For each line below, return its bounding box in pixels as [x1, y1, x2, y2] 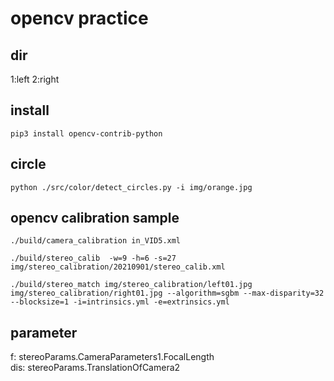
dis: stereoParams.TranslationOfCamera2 [10, 362, 181, 374]
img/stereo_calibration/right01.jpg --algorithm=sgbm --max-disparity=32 [10, 288, 325, 299]
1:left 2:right [10, 73, 60, 85]
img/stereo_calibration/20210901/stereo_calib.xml [10, 262, 226, 272]
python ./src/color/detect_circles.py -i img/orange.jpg [10, 182, 253, 192]
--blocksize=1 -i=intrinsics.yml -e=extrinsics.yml [10, 297, 230, 307]
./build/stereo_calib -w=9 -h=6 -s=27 [10, 253, 177, 264]
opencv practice [10, 7, 149, 30]
